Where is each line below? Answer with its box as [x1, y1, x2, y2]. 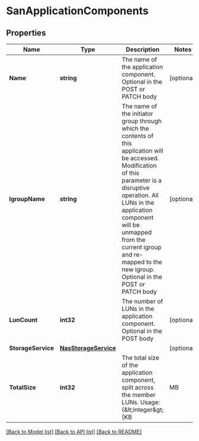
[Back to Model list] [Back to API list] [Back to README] [6, 429, 142, 435]
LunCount [9, 316, 38, 324]
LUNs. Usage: [121, 398, 161, 406]
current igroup [121, 243, 162, 251]
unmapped [121, 229, 152, 236]
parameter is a [121, 176, 162, 185]
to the [146, 258, 163, 266]
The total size [121, 354, 159, 361]
